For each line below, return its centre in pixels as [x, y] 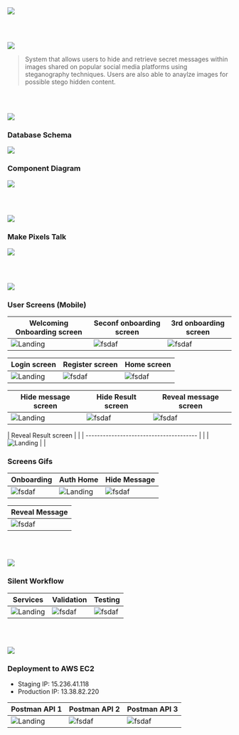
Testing [107, 599]
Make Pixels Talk [37, 236]
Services [28, 599]
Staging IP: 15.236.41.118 [53, 684]
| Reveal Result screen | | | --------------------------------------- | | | [108, 435]
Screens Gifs [30, 462]
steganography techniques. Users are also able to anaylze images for [126, 74]
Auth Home [79, 480]
